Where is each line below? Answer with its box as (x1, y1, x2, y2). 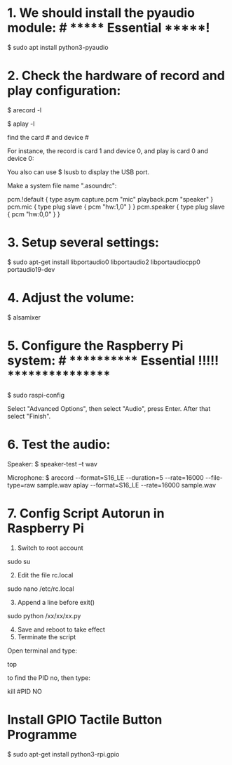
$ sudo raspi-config (7, 391, 65, 399)
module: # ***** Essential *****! (7, 20, 210, 36)
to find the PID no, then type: (7, 673, 91, 682)
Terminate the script (17, 632, 76, 641)
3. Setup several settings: (7, 235, 160, 251)
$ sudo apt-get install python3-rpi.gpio (7, 750, 120, 758)
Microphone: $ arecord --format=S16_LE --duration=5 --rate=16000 (7, 473, 205, 482)
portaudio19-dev (7, 265, 55, 273)
